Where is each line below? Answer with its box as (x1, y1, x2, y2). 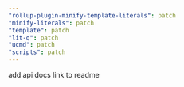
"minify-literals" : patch (8, 19, 94, 27)
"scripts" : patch (8, 48, 66, 56)
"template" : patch (8, 26, 69, 34)
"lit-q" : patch (8, 33, 59, 42)
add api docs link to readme (8, 70, 100, 79)
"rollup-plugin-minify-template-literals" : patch (8, 11, 177, 20)
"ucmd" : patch (8, 41, 56, 49)
